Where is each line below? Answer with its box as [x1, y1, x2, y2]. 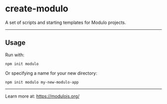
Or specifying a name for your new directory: [5, 70, 97, 76]
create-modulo [5, 3, 69, 14]
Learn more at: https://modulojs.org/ [5, 93, 80, 99]
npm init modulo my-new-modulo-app [5, 80, 79, 85]
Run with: [5, 52, 25, 58]
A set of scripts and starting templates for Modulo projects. [5, 19, 126, 25]
